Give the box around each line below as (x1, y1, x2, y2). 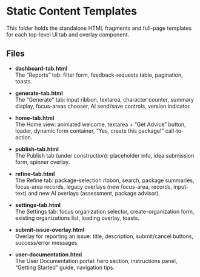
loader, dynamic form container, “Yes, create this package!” (15, 127, 164, 135)
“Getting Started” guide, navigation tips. (15, 264, 115, 271)
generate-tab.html (15, 89, 63, 97)
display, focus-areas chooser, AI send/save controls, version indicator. (15, 102, 191, 110)
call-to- (165, 127, 184, 135)
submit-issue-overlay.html (15, 226, 85, 233)
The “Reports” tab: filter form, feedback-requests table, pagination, (15, 71, 183, 79)
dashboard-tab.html (15, 65, 68, 72)
